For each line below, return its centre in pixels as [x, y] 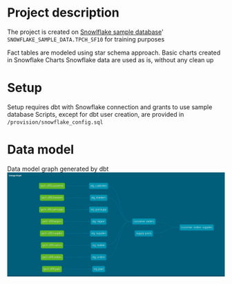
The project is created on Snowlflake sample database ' [85, 32]
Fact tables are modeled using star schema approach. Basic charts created [114, 53]
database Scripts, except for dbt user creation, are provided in [96, 114]
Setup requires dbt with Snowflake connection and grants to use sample [110, 107]
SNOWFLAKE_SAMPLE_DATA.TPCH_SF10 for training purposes [86, 39]
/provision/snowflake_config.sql [55, 122]
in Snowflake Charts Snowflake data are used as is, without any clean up [110, 59]
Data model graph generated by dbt [58, 169]
